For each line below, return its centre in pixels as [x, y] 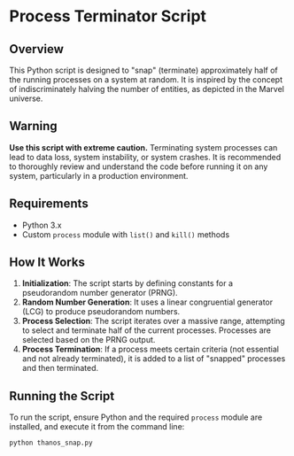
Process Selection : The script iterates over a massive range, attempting [153, 321]
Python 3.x [42, 225]
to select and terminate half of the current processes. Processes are [147, 330]
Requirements [49, 204]
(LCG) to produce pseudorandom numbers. [101, 312]
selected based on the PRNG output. [89, 340]
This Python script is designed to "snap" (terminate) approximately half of [144, 70]
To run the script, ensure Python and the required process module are [136, 417]
